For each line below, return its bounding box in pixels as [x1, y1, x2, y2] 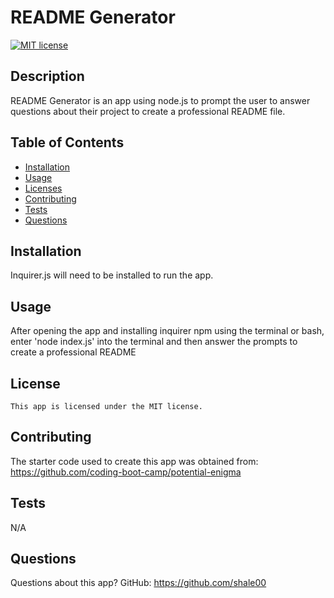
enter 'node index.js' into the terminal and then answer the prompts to [10, 336, 298, 348]
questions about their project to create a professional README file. [10, 105, 286, 117]
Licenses [24, 182, 63, 194]
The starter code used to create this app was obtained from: [10, 455, 259, 467]
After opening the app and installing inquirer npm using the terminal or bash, [10, 325, 325, 337]
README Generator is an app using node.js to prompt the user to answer [10, 94, 311, 106]
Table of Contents [10, 134, 125, 151]
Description [10, 68, 85, 85]
